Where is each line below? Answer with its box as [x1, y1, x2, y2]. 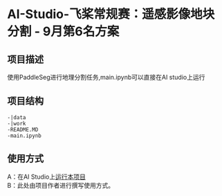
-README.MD [7, 126, 39, 133]
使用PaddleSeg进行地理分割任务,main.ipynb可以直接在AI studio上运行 [7, 73, 205, 81]
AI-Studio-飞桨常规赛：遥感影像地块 [7, 6, 215, 22]
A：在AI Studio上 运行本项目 [7, 172, 86, 181]
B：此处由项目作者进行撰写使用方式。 [7, 181, 115, 189]
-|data [7, 114, 26, 121]
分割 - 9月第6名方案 [7, 24, 120, 39]
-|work [7, 120, 26, 127]
